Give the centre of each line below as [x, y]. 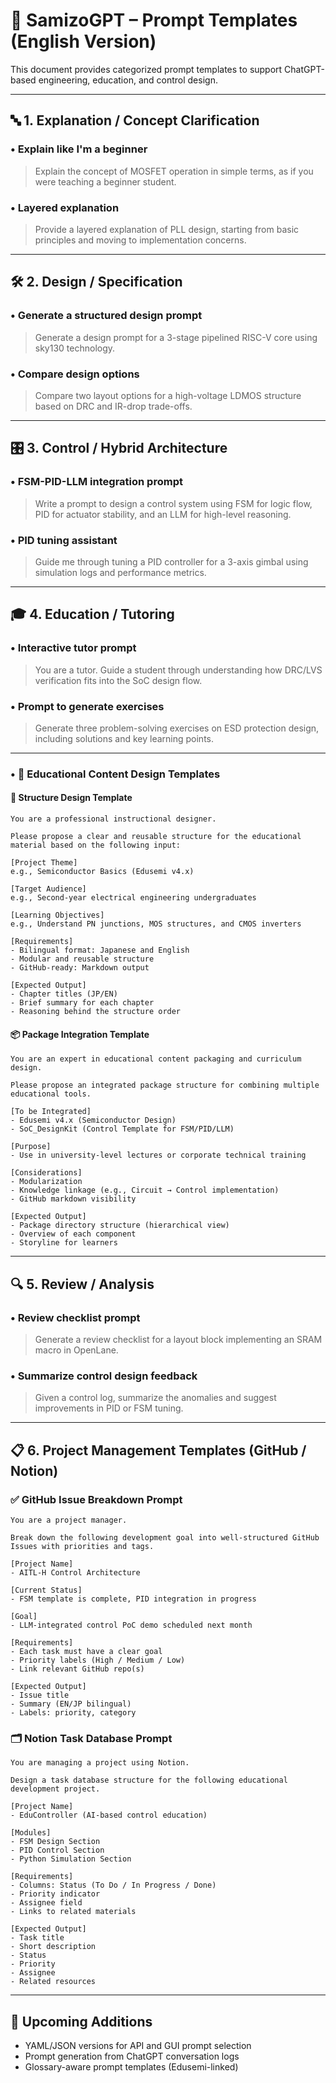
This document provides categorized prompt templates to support [146, 69]
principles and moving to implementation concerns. [140, 240]
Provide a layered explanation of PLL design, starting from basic [167, 229]
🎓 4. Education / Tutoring [92, 614]
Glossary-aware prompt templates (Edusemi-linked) [131, 2066]
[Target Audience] [48, 889]
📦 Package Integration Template [80, 1034]
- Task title [37, 1938]
